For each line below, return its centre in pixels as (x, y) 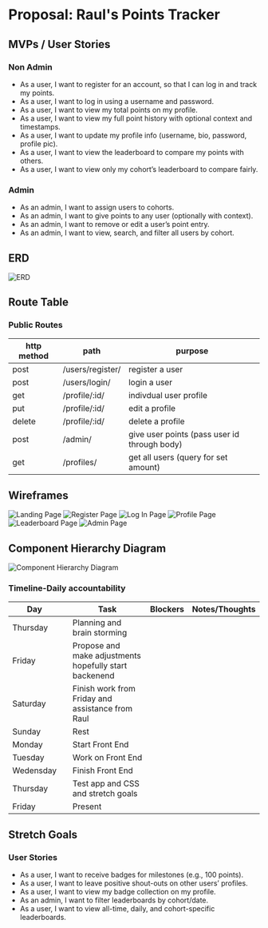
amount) (145, 467)
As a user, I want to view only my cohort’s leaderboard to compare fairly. (139, 169)
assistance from (102, 708)
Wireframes (39, 496)
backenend (93, 675)
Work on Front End (107, 757)
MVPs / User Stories (59, 44)
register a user (156, 369)
